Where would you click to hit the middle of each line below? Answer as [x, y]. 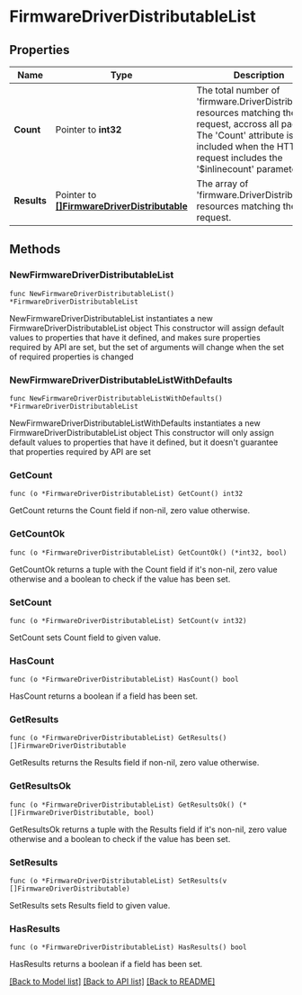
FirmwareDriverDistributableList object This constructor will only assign [142, 432]
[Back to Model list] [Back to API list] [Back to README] [112, 981]
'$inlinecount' [225, 169]
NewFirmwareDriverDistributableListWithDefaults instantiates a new [135, 423]
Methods [35, 249]
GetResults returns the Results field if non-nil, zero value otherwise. [134, 763]
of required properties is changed [71, 357]
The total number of [238, 90]
